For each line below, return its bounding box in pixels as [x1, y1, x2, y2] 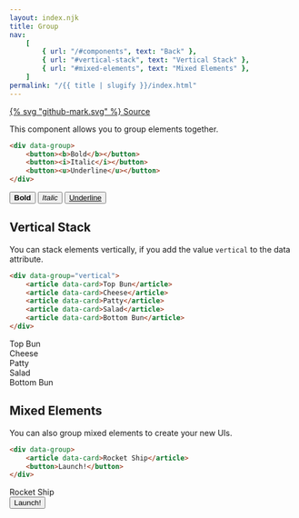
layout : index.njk [9, 13, 79, 23]
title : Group [9, 22, 59, 31]
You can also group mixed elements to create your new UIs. [9, 427, 234, 438]
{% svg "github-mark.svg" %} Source [9, 105, 151, 116]
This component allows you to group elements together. [9, 124, 219, 134]
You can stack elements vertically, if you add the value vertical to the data [9, 244, 291, 254]
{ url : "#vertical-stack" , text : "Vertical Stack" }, [42, 55, 250, 65]
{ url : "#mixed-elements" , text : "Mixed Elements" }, [42, 65, 250, 74]
